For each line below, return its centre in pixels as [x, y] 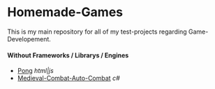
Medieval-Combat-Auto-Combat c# [68, 78]
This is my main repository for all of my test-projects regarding [97, 32]
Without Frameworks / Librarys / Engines [68, 55]
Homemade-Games [65, 12]
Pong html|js [35, 71]
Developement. [29, 39]
